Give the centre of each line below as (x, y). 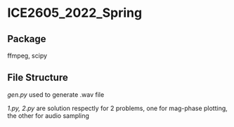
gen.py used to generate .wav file (56, 94)
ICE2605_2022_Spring (75, 13)
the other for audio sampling (48, 115)
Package (27, 39)
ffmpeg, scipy (27, 55)
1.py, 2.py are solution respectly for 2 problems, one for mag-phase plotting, (118, 108)
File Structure (38, 78)
